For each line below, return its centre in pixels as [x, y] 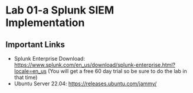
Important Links [35, 44]
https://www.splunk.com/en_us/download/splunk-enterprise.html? [94, 65]
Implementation [45, 23]
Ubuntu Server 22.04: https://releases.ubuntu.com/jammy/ [85, 84]
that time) [26, 77]
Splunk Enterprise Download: [49, 59]
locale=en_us [30, 71]
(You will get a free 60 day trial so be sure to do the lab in [117, 71]
